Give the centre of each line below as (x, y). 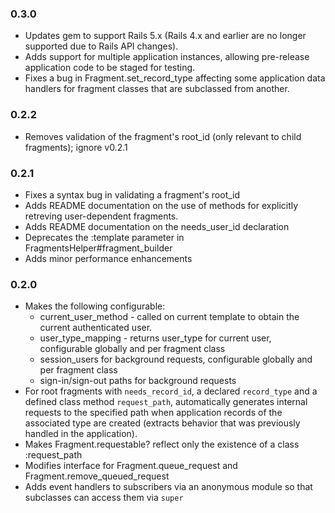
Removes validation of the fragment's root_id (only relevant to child (163, 136)
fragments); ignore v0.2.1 (76, 147)
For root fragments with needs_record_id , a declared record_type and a (171, 391)
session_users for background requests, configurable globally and (176, 359)
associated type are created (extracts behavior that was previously (162, 423)
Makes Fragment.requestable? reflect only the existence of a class (162, 444)
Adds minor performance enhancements (108, 258)
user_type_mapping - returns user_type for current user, (155, 338)
